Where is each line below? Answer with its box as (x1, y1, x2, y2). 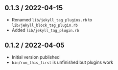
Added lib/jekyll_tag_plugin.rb (11, 27, 79, 33)
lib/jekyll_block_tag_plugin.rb (11, 23, 78, 28)
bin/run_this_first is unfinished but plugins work (11, 59, 114, 65)
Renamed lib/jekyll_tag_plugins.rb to (11, 17, 93, 22)
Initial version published (11, 54, 60, 60)
